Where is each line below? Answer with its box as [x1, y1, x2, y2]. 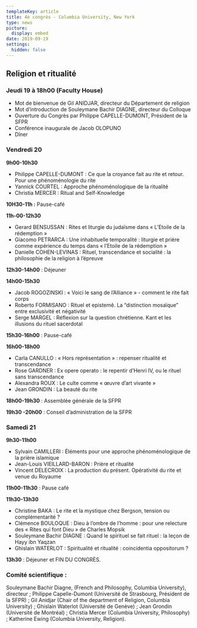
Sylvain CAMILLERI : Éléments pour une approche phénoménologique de [14, 448, 191, 455]
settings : [6, 42, 30, 48]
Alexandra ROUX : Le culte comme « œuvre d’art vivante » [14, 379, 156, 386]
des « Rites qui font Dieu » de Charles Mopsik [14, 526, 125, 533]
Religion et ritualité [6, 69, 77, 79]
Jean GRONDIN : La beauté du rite [14, 386, 98, 393]
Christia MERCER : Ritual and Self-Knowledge [14, 189, 125, 196]
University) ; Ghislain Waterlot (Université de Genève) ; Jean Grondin [6, 603, 172, 610]
